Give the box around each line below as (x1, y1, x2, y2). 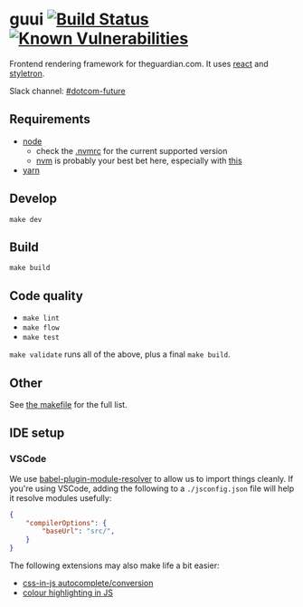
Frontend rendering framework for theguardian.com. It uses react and (9, 58, 269, 69)
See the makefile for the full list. (9, 400, 128, 409)
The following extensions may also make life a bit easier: (9, 560, 220, 571)
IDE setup (9, 426, 65, 441)
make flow (22, 323, 61, 332)
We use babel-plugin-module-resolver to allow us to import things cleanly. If (9, 473, 294, 484)
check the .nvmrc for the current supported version (35, 145, 228, 156)
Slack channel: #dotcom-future (9, 85, 126, 96)
